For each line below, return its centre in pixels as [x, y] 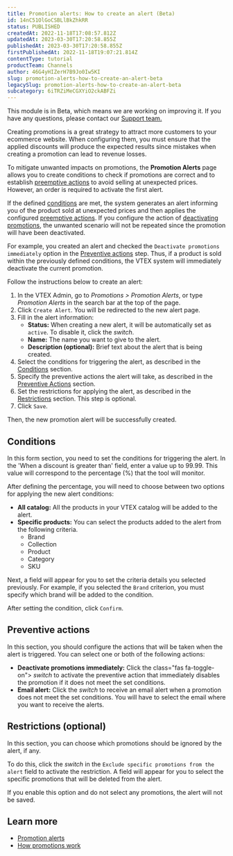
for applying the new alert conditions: [61, 494]
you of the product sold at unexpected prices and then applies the [102, 211]
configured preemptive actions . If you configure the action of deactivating [113, 218]
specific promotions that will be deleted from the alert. [85, 779]
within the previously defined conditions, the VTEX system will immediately [114, 261]
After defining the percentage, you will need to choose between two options [116, 486]
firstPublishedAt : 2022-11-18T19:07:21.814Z [72, 53]
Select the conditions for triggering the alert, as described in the [109, 362]
